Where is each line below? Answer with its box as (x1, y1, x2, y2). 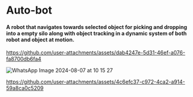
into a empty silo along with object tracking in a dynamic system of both (6, 30, 187, 37)
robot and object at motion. (6, 36, 75, 43)
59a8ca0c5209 (6, 85, 44, 92)
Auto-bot (6, 4, 52, 17)
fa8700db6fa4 (6, 56, 41, 63)
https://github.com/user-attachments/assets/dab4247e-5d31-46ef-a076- (6, 49, 185, 56)
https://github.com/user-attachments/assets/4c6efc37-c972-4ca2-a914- (6, 78, 185, 86)
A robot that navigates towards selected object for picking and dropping (6, 23, 188, 30)
